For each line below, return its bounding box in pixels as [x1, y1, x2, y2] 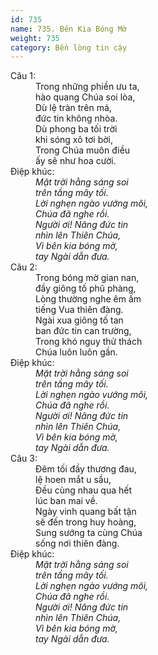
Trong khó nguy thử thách [35, 336, 143, 348]
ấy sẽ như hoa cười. [35, 155, 117, 167]
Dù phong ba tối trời [35, 123, 118, 135]
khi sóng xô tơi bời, [35, 134, 114, 146]
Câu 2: [10, 261, 38, 273]
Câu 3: [10, 452, 38, 465]
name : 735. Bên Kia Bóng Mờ [10, 24, 128, 34]
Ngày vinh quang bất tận [35, 506, 137, 518]
